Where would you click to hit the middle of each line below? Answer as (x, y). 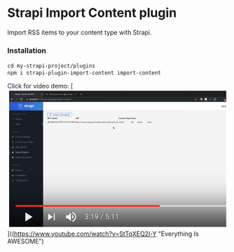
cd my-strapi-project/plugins (51, 66)
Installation (27, 51)
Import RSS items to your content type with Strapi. (80, 32)
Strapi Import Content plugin (92, 13)
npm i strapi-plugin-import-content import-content (84, 73)
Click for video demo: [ (40, 86)
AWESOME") (26, 241)
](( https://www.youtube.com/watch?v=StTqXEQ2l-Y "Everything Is (103, 234)
